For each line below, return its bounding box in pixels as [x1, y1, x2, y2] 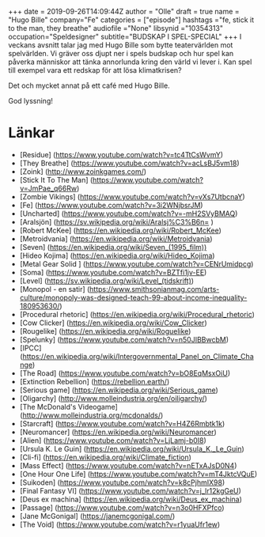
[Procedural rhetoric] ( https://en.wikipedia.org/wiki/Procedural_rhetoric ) [19, 309, 256, 319]
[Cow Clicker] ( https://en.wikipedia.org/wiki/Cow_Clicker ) [19, 318, 207, 327]
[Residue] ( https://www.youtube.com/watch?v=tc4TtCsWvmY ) [19, 149, 224, 159]
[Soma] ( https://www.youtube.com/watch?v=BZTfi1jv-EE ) [19, 267, 207, 277]
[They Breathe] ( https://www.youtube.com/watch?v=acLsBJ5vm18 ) [19, 158, 240, 168]
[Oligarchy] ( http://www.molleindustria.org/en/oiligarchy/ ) [19, 393, 208, 403]
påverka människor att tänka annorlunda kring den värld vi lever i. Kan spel [8, 57, 252, 66]
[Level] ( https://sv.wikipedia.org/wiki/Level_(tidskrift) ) [19, 276, 195, 286]
